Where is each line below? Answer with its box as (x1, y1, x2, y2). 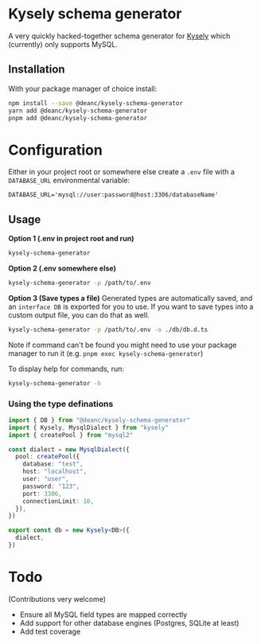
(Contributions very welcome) (8, 594, 106, 603)
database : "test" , (22, 460, 84, 468)
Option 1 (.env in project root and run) (8, 234, 134, 244)
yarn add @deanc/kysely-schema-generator (8, 107, 148, 115)
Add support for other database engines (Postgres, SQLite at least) (19, 618, 240, 627)
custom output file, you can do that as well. (8, 310, 150, 319)
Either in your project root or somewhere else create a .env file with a (8, 167, 235, 177)
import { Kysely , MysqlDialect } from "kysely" (8, 423, 169, 431)
